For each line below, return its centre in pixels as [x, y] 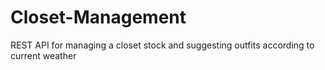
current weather [43, 55]
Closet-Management [98, 17]
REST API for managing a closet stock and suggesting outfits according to [162, 45]
